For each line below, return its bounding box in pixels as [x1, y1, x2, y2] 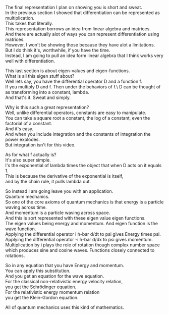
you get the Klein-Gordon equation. [5, 295, 79, 300]
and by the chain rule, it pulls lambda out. [5, 179, 91, 184]
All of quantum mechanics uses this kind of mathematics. [5, 304, 125, 310]
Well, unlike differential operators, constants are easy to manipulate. [5, 110, 146, 116]
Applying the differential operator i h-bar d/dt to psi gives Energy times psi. [5, 231, 161, 237]
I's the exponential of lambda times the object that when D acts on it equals [5, 163, 162, 168]
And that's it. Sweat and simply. [5, 94, 71, 100]
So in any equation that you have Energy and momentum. [5, 262, 125, 268]
